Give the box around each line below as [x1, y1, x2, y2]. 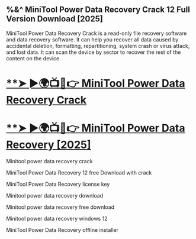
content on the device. [6, 54, 61, 62]
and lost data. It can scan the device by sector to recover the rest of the [6, 49, 181, 56]
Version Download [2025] [6, 14, 104, 24]
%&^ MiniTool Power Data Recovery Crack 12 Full [6, 5, 191, 15]
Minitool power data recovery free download [6, 204, 115, 211]
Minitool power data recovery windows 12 [6, 215, 108, 222]
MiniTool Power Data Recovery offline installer [6, 226, 119, 233]
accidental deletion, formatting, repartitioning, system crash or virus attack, [6, 42, 190, 49]
